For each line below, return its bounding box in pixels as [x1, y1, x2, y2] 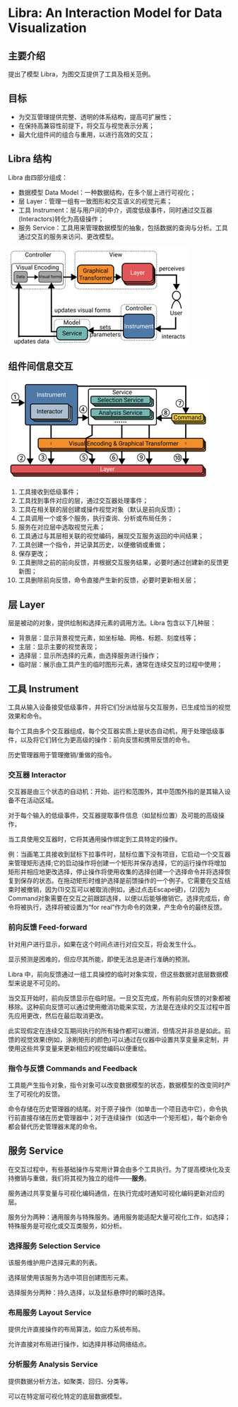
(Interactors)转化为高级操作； [18, 214, 105, 223]
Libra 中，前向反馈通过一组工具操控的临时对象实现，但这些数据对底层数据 [8, 970, 222, 978]
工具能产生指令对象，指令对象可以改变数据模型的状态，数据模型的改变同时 [8, 1081, 225, 1089]
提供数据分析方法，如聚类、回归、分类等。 [8, 1377, 132, 1385]
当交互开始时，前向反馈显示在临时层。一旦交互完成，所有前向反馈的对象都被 [8, 994, 231, 1002]
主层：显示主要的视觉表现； [18, 643, 100, 651]
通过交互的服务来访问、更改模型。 [18, 232, 118, 241]
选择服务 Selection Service [8, 1241, 101, 1251]
